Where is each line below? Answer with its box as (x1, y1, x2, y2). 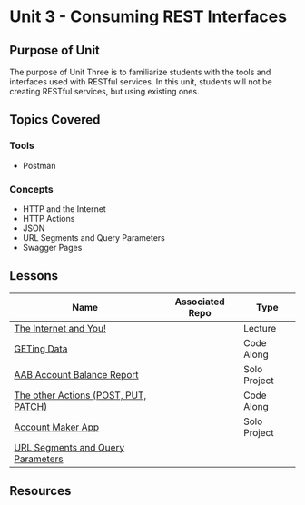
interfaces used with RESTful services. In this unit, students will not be (9, 76, 272, 87)
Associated (174, 295, 225, 308)
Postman (22, 160, 56, 171)
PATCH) (14, 400, 48, 412)
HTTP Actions (22, 213, 75, 223)
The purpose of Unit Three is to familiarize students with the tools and (9, 66, 271, 77)
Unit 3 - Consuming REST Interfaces (9, 6, 288, 27)
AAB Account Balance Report (14, 368, 139, 381)
